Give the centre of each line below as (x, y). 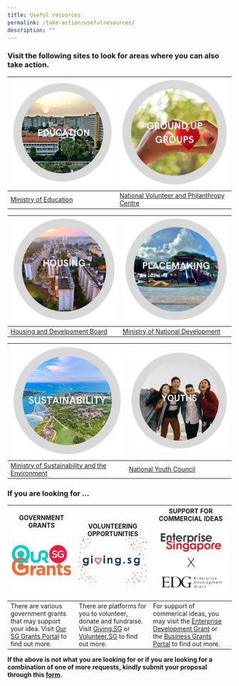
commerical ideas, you (186, 613)
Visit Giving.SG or (104, 628)
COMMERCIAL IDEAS (191, 518)
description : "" (31, 30)
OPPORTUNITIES (113, 533)
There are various (36, 605)
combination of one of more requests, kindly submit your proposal (107, 667)
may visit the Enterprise (187, 621)
